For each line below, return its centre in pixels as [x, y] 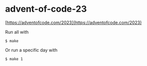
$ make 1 [14, 59]
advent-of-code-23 [46, 9]
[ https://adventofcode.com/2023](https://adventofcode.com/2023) [73, 22]
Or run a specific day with [31, 50]
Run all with [17, 32]
